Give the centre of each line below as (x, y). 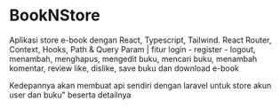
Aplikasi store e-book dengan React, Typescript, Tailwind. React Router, (140, 40)
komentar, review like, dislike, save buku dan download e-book (124, 68)
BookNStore (55, 16)
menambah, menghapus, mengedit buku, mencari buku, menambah (133, 58)
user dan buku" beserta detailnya (70, 95)
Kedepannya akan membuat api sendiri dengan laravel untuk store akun (140, 85)
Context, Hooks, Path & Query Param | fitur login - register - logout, (132, 49)
